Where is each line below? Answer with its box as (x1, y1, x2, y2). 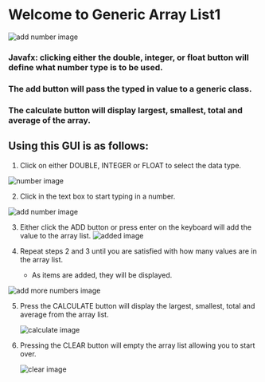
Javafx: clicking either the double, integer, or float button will (8, 52, 249, 63)
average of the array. (8, 114, 92, 125)
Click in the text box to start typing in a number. (19, 191, 176, 201)
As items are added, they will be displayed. (31, 270, 173, 280)
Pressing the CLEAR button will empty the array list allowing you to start (19, 341, 255, 350)
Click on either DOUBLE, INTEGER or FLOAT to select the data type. (19, 160, 241, 170)
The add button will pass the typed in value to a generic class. (8, 83, 252, 94)
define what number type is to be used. (8, 61, 163, 73)
